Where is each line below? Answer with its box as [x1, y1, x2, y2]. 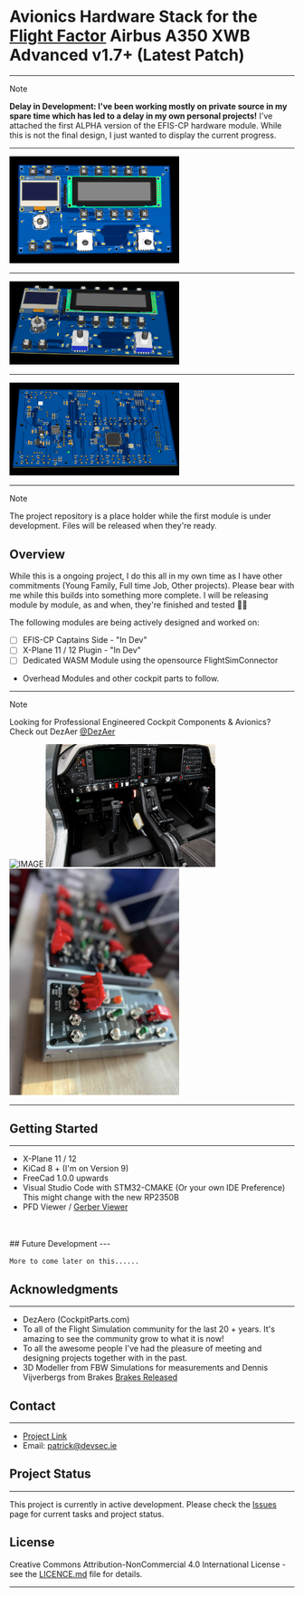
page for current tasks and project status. [9, 1508, 165, 1519]
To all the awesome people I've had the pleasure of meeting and [22, 1343, 262, 1354]
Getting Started [9, 1121, 99, 1137]
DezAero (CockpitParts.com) [22, 1315, 130, 1325]
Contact [9, 1398, 56, 1413]
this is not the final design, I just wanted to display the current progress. [9, 129, 277, 140]
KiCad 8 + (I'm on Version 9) [22, 1163, 129, 1174]
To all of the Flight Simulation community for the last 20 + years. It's [22, 1324, 276, 1334]
